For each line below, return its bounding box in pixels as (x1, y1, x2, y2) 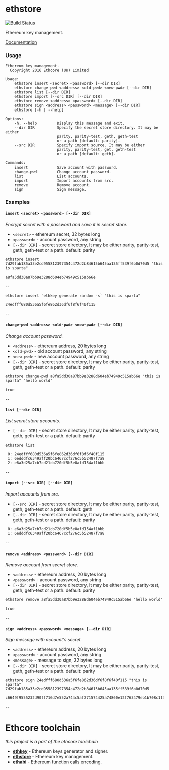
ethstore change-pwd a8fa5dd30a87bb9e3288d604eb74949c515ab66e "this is (5, 374, 161, 379)
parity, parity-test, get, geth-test (57, 147, 136, 152)
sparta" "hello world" (5, 378, 53, 383)
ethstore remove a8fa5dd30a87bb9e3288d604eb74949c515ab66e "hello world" (5, 597, 163, 602)
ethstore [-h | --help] (14, 107, 64, 113)
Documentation (5, 39, 37, 45)
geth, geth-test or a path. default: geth (12, 506, 93, 512)
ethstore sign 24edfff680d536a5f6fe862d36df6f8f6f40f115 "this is (5, 678, 147, 683)
